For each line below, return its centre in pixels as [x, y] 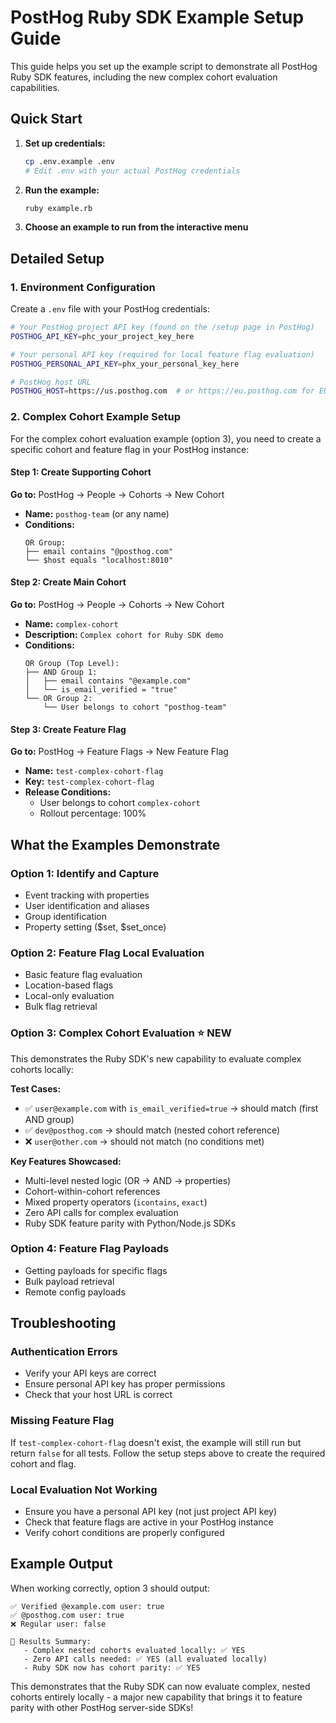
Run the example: [62, 190]
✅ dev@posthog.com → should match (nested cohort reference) [152, 1130]
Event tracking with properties [87, 895]
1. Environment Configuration [83, 287]
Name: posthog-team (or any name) [97, 513]
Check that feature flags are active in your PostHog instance [149, 1522]
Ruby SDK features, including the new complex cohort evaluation [144, 77]
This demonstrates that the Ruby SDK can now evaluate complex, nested [160, 1686]
